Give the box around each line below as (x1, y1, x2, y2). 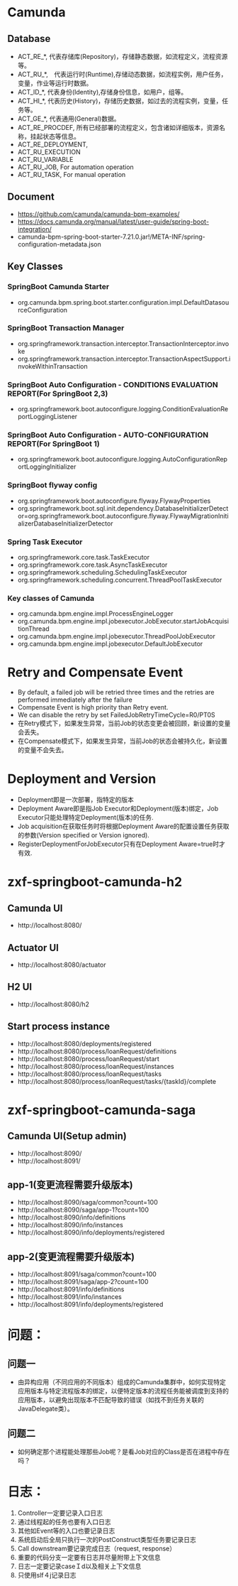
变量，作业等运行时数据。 (17, 79, 93, 87)
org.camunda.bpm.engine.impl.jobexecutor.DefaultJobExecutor (17, 640, 203, 648)
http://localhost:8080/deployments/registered (17, 1039, 152, 1048)
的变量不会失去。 (17, 746, 68, 754)
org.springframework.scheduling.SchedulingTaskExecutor (17, 567, 188, 576)
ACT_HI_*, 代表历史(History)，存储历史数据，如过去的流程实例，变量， (17, 97, 222, 105)
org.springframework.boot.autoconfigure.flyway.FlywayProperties (17, 496, 211, 505)
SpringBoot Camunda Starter (7, 282, 110, 292)
